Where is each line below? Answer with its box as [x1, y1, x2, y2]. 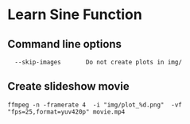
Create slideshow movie [7, 79, 130, 93]
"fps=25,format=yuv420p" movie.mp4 [7, 107, 126, 116]
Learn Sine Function [7, 6, 142, 24]
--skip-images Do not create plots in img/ [14, 58, 182, 66]
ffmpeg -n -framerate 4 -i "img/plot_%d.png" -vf [7, 101, 182, 109]
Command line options [7, 37, 122, 51]
